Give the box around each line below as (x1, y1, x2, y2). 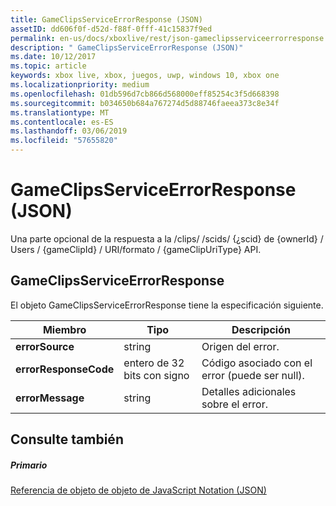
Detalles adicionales (201, 384, 297, 398)
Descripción (231, 322, 291, 336)
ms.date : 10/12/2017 (10, 52, 97, 62)
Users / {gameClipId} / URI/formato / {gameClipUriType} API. (10, 243, 262, 255)
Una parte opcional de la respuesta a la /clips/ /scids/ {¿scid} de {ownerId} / (10, 232, 324, 245)
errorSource (15, 339, 75, 353)
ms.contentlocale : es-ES (10, 117, 114, 127)
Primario (10, 459, 48, 471)
